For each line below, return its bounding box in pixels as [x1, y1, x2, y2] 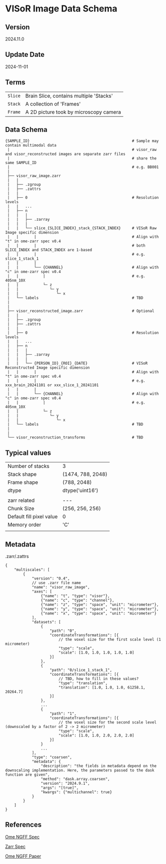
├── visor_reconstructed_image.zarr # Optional [7, 308, 155, 314]
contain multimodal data [5, 143, 57, 148]
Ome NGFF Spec [5, 834, 40, 840]
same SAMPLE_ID [5, 160, 37, 165]
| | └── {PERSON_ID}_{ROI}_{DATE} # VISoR [7, 361, 148, 366]
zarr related [7, 497, 35, 504]
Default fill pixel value [7, 513, 58, 520]
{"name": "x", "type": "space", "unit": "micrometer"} [40, 611, 157, 616]
